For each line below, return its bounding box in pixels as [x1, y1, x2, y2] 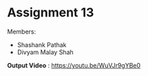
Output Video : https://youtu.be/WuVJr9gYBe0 [7, 61, 141, 69]
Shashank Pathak [17, 40, 67, 49]
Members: [7, 27, 36, 36]
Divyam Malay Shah [17, 48, 74, 56]
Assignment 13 [7, 5, 94, 21]
